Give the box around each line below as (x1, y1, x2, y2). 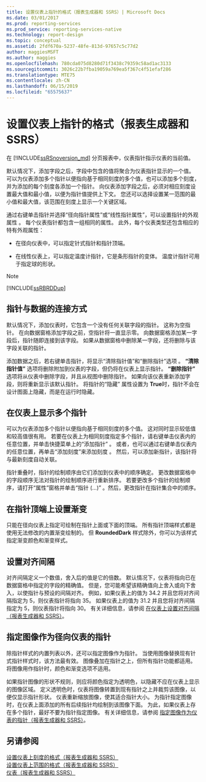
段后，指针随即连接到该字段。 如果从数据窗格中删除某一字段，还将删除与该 (6, 336, 196, 344)
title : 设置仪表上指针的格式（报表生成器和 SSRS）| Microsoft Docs (6, 9, 166, 15)
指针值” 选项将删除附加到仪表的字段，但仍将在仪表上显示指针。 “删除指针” (6, 365, 196, 372)
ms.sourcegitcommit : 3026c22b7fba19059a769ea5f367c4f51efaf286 (6, 66, 172, 72)
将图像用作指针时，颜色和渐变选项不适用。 (6, 665, 114, 672)
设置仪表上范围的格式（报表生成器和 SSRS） (6, 761, 118, 768)
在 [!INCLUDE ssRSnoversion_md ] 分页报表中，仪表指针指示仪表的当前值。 (6, 154, 194, 162)
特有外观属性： (6, 226, 44, 233)
